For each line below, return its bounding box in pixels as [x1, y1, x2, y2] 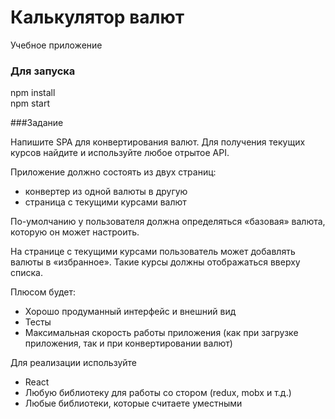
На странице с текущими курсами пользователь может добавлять [10, 246, 296, 258]
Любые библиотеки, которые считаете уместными [24, 397, 243, 410]
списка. [10, 267, 43, 279]
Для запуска [10, 64, 76, 78]
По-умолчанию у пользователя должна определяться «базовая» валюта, [10, 216, 326, 228]
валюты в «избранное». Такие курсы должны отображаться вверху [10, 256, 301, 268]
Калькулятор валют [10, 6, 185, 29]
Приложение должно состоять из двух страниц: [10, 166, 217, 178]
